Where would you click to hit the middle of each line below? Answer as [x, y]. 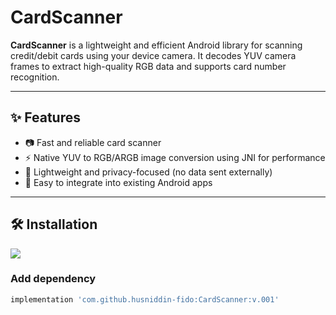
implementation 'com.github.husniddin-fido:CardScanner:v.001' [145, 299]
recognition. [35, 77]
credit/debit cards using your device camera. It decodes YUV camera [153, 55]
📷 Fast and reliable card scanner [93, 142]
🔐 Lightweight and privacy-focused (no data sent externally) [148, 172]
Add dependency [53, 279]
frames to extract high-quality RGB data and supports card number [148, 66]
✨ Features [45, 117]
